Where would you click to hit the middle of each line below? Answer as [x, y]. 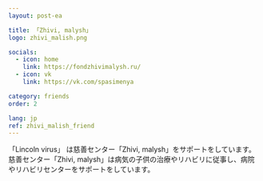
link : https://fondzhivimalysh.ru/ [82, 67]
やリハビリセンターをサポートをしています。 [82, 170]
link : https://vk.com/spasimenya [78, 82]
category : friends [39, 96]
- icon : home [37, 60]
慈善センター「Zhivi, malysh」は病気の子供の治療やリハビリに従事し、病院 [131, 159]
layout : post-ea [35, 16]
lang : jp [23, 118]
